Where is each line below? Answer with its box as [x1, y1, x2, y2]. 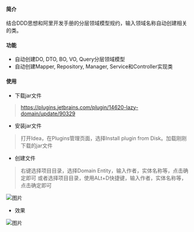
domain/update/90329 [20, 110, 75, 117]
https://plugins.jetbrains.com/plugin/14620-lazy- [20, 104, 139, 111]
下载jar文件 [14, 92, 42, 99]
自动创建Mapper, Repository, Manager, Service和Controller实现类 [14, 63, 173, 70]
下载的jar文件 [20, 142, 53, 149]
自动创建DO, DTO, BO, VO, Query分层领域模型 [14, 56, 125, 63]
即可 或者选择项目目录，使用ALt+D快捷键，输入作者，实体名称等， [25, 174, 187, 181]
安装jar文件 [14, 122, 42, 129]
